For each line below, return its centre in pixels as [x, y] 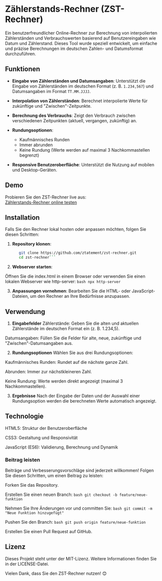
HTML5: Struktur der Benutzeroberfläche [46, 428]
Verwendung [25, 312]
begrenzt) [29, 155]
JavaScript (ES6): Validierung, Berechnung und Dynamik [62, 447]
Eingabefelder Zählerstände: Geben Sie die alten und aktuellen [75, 323]
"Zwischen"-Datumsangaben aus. [39, 343]
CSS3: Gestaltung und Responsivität [41, 437]
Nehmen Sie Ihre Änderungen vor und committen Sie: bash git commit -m [79, 508]
